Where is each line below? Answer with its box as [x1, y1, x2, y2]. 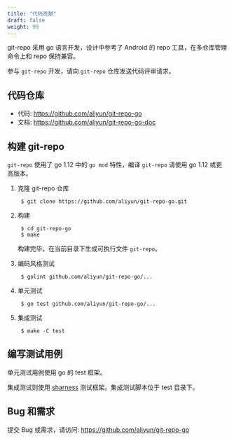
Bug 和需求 [7, 405, 55, 417]
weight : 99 [7, 23, 39, 30]
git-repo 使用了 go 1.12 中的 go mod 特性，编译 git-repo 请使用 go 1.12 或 [7, 160, 216, 169]
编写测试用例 [7, 348, 63, 360]
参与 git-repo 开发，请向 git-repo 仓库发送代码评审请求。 [7, 67, 175, 76]
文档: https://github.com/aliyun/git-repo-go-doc [17, 118, 156, 127]
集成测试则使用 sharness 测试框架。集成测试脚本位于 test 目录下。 [7, 383, 199, 391]
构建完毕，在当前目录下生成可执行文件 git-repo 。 [17, 244, 162, 253]
